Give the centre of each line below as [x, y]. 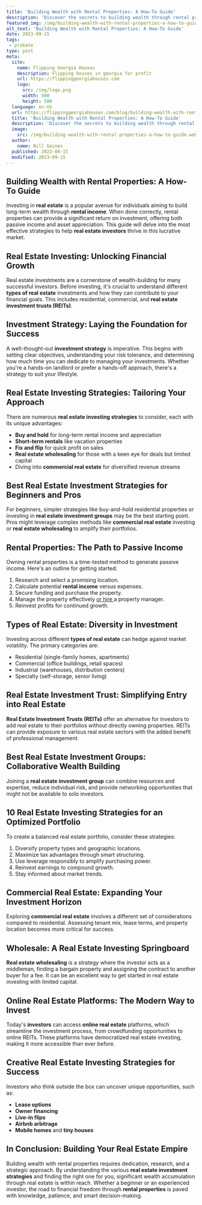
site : [19, 62]
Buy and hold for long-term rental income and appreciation [88, 435]
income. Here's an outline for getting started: [62, 568]
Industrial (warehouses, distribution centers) [70, 670]
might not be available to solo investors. [56, 794]
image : [20, 129]
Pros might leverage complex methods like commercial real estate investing [101, 522]
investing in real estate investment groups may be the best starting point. [98, 516]
